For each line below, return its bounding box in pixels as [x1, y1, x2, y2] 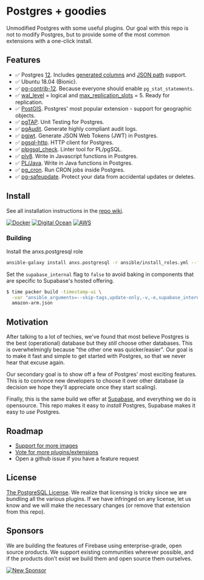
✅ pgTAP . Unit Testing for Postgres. [15, 118, 104, 125]
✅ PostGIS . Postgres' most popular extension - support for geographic [15, 105, 192, 112]
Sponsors [6, 526, 44, 536]
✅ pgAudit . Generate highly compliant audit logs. [15, 125, 138, 132]
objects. [15, 111, 36, 119]
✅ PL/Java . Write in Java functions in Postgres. [15, 159, 134, 167]
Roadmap [6, 426, 44, 436]
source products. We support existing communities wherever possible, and [6, 548, 194, 556]
